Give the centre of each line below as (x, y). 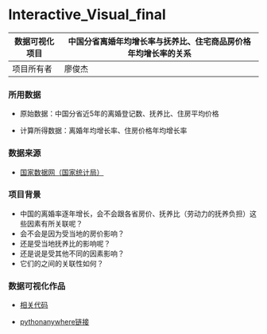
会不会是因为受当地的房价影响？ (72, 234)
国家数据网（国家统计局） (62, 172)
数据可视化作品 (37, 286)
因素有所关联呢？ (55, 223)
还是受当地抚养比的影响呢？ (65, 243)
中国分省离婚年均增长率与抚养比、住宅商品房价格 (160, 41)
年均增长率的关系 (160, 53)
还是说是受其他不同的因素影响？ (72, 253)
